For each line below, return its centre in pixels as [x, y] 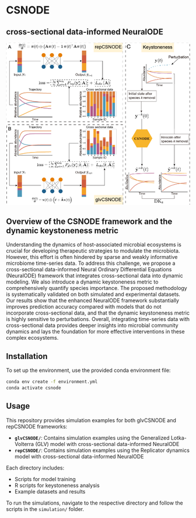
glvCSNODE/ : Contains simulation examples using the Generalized [92, 438]
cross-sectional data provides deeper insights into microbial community [92, 326]
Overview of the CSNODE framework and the [89, 221]
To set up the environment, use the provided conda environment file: [88, 370]
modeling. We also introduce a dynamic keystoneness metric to [82, 282]
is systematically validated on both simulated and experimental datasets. [93, 294]
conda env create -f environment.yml [52, 382]
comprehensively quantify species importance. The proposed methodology [97, 288]
